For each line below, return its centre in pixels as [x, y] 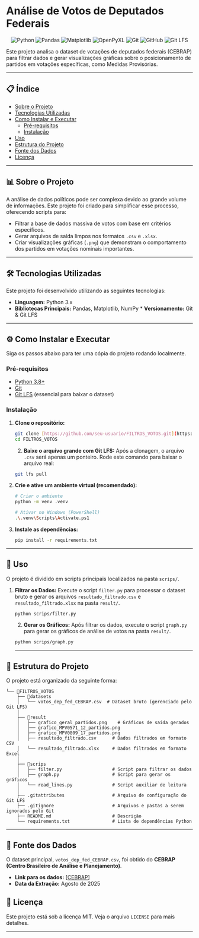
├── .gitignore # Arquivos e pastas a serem [100, 806]
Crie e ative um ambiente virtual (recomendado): [76, 485]
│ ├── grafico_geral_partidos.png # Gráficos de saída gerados [103, 723]
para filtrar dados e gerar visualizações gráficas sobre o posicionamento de [99, 58]
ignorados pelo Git [30, 811]
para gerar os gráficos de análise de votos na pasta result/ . [97, 631]
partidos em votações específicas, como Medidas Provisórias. [82, 64]
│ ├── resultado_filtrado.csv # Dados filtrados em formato [102, 738]
